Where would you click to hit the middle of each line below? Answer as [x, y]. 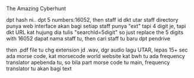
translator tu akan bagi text [39, 69]
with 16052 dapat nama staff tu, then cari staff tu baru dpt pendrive [88, 38]
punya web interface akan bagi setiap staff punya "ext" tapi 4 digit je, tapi [96, 26]
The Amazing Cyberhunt [36, 9]
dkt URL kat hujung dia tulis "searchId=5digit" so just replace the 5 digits [95, 32]
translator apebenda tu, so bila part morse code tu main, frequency [88, 62]
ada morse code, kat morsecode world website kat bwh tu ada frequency [96, 56]
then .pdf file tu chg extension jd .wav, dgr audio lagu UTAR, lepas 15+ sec [97, 50]
